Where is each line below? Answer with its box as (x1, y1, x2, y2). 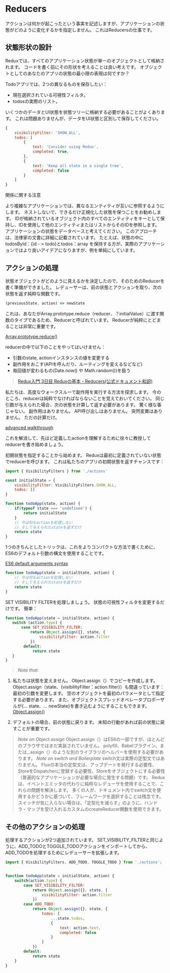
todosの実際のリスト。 (12, 98, 60, 104)
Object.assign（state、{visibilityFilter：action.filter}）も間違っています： (12, 684, 165, 690)
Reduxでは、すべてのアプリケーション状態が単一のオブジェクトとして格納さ (5, 57, 165, 63)
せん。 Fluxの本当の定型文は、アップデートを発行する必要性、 (26, 762, 157, 768)
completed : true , (32, 149, 70, 154)
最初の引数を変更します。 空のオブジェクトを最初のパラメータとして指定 (12, 690, 165, 696)
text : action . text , (59, 925, 101, 930)
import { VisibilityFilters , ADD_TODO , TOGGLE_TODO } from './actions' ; (5, 860, 162, 865)
